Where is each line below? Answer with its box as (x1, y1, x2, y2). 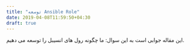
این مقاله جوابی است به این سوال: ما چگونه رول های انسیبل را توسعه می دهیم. (6, 37, 185, 44)
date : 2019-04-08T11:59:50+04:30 (6, 14, 91, 20)
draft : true (6, 20, 36, 26)
